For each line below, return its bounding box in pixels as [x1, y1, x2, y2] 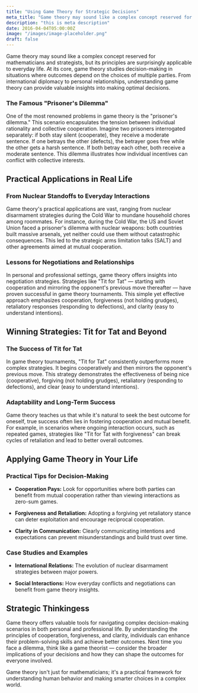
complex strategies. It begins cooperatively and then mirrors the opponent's [6, 364, 192, 371]
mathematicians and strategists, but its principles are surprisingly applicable [6, 59, 192, 66]
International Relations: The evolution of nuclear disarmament [14, 562, 168, 569]
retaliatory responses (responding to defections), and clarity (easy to [6, 303, 174, 310]
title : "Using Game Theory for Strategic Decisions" [6, 8, 139, 15]
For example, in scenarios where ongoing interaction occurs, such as [6, 424, 175, 431]
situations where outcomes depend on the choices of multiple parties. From [6, 72, 191, 78]
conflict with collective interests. [6, 157, 85, 164]
